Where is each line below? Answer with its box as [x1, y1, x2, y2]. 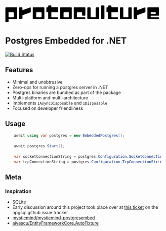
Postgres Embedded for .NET [5, 35, 127, 46]
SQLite [12, 199, 26, 205]
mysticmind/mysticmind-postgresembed [12, 215, 95, 221]
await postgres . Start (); [14, 144, 65, 149]
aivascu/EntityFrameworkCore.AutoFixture [12, 220, 99, 226]
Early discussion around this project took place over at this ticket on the [12, 204, 158, 210]
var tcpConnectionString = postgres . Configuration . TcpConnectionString [14, 159, 165, 164]
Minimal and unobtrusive [12, 79, 63, 85]
